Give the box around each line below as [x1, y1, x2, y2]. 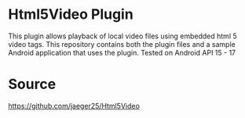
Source [8, 76, 57, 93]
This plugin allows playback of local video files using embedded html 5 [8, 31, 237, 41]
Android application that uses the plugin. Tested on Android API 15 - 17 [8, 48, 236, 57]
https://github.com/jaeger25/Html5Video [8, 101, 140, 110]
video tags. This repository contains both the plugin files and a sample [8, 39, 236, 48]
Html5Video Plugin [8, 5, 133, 23]
